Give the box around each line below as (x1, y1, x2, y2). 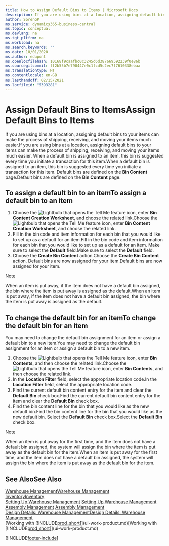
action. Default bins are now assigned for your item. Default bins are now (12, 258, 162, 264)
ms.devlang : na (5, 31, 37, 36)
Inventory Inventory (5, 494, 45, 499)
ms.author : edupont (5, 54, 46, 59)
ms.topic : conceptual (5, 26, 51, 31)
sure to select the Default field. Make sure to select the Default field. (12, 247, 154, 253)
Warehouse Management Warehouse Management (5, 488, 110, 494)
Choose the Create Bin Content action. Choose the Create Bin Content (12, 253, 159, 259)
